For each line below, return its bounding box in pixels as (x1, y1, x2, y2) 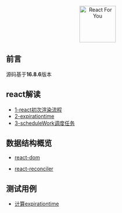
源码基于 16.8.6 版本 (6, 71, 52, 78)
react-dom (14, 154, 40, 161)
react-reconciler (14, 165, 53, 172)
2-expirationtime (14, 113, 55, 120)
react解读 (6, 89, 41, 99)
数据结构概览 (6, 138, 52, 148)
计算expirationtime (14, 200, 59, 207)
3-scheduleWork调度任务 (14, 120, 76, 127)
